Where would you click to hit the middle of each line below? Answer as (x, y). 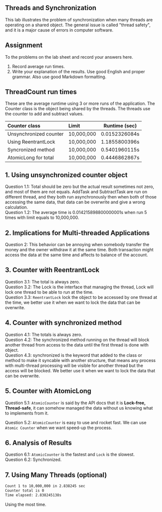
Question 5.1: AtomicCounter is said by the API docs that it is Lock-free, (75, 403)
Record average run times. (38, 66)
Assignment (24, 45)
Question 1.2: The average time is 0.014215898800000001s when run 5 (76, 213)
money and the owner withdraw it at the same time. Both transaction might (79, 250)
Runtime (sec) (120, 126)
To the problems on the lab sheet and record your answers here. (69, 57)
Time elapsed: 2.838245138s (33, 495)
